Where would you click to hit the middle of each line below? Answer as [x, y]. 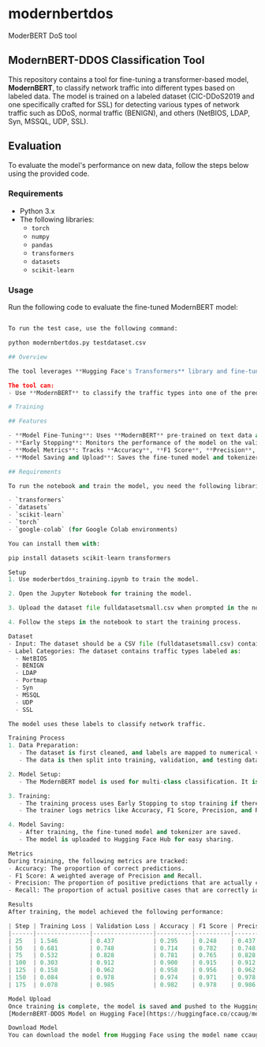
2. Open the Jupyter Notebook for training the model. [100, 594]
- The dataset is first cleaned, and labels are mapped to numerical [135, 753]
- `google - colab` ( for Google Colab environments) [93, 529]
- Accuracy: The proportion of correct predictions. [97, 868]
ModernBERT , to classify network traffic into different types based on [121, 88]
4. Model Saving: [37, 825]
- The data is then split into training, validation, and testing [130, 760]
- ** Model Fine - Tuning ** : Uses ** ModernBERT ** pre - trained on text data [130, 436]
